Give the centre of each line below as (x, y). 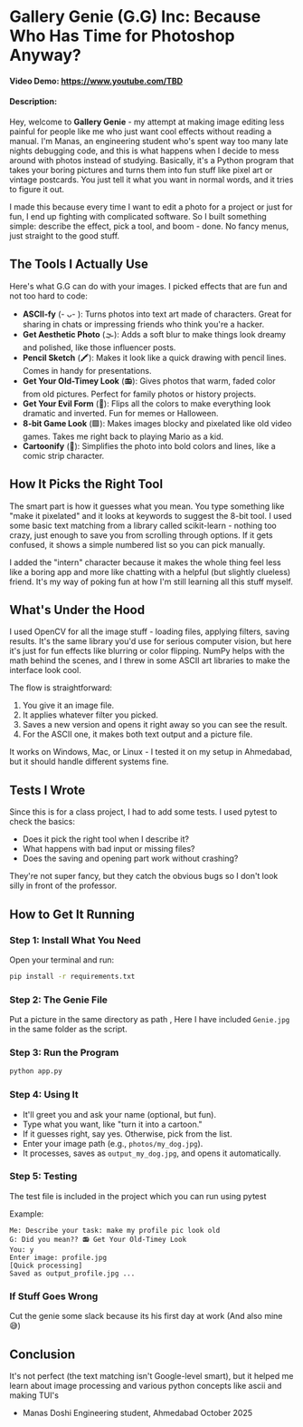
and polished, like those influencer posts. (99, 347)
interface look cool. (45, 670)
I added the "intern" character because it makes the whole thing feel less (146, 562)
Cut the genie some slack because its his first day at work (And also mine (146, 1316)
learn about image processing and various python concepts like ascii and (146, 1385)
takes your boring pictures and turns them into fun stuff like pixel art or (141, 170)
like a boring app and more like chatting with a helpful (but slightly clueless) (150, 572)
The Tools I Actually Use (79, 264)
